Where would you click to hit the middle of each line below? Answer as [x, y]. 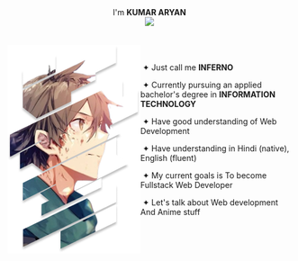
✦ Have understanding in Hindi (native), [216, 148]
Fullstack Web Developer [187, 185]
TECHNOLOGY [168, 104]
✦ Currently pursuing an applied [202, 85]
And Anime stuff [171, 212]
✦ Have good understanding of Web [209, 121]
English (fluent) [169, 158]
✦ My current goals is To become [204, 175]
